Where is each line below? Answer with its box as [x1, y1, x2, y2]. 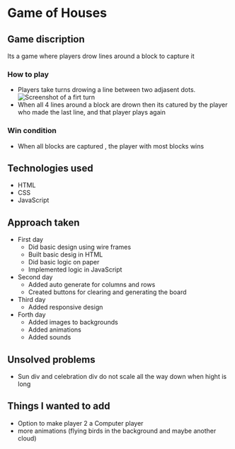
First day [17, 235, 44, 244]
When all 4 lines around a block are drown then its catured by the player [17, 100, 228, 109]
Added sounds [28, 333, 71, 342]
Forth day [17, 310, 46, 319]
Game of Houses [7, 5, 108, 21]
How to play [7, 69, 50, 79]
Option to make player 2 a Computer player [17, 419, 144, 427]
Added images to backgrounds [28, 318, 118, 327]
